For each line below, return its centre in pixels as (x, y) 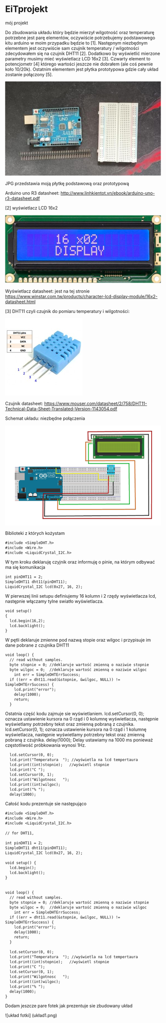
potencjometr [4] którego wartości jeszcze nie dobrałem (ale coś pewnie (79, 64)
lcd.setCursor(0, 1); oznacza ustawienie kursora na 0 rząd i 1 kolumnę (76, 729)
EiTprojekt (27, 9)
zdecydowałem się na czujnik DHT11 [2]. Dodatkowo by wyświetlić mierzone (83, 53)
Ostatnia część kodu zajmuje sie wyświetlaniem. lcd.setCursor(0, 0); (75, 714)
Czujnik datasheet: (24, 403)
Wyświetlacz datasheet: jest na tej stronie (47, 291)
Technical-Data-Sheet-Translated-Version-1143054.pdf (61, 409)
